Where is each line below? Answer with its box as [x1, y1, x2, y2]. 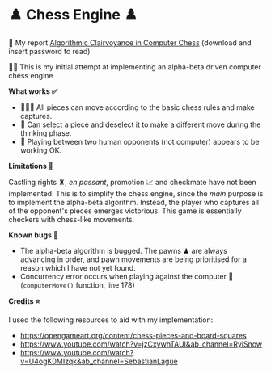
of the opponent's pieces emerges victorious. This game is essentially [8, 206, 242, 216]
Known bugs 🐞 [8, 230, 58, 240]
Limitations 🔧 [8, 161, 54, 170]
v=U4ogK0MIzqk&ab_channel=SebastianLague [19, 356, 178, 366]
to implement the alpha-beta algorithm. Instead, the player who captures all [8, 197, 260, 207]
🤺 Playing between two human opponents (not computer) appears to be [19, 137, 260, 146]
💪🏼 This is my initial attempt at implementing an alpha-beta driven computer [8, 61, 261, 72]
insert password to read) [8, 46, 91, 56]
